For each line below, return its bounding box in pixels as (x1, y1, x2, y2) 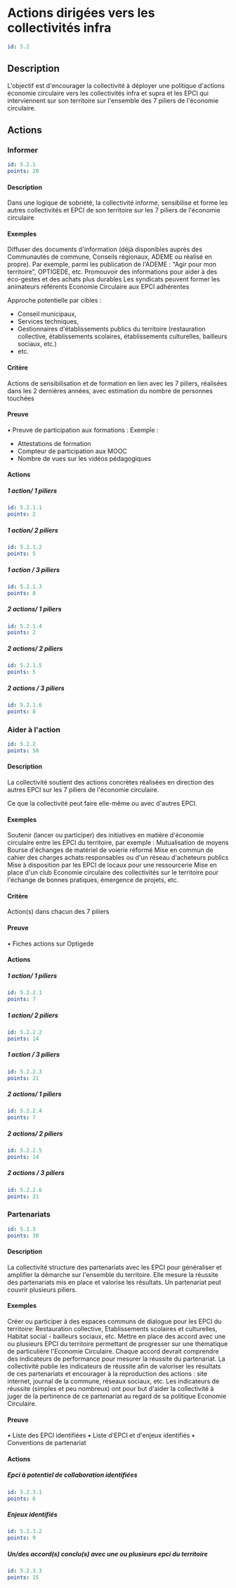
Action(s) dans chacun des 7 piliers (7, 908, 110, 916)
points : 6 (7, 1495, 37, 1502)
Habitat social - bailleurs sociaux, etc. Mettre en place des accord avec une (7, 1332, 226, 1340)
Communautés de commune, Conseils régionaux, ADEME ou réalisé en (7, 253, 212, 261)
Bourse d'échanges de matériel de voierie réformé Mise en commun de (7, 846, 214, 854)
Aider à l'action (7, 725, 61, 735)
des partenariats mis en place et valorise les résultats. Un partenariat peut (7, 1278, 221, 1286)
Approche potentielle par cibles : (7, 296, 102, 305)
